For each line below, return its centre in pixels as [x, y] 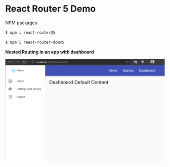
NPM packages [21, 23]
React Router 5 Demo [51, 9]
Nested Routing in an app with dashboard [50, 52]
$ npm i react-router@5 [30, 32]
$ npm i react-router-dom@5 [35, 42]
